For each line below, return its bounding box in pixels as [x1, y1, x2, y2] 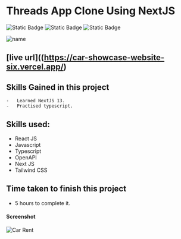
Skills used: [6, 119, 51, 129]
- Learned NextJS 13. [6, 98, 65, 104]
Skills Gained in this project [6, 82, 110, 92]
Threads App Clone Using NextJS [6, 4, 176, 18]
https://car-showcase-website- [43, 52, 165, 63]
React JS [14, 135, 38, 142]
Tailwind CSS [14, 166, 48, 174]
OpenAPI [14, 153, 37, 161]
